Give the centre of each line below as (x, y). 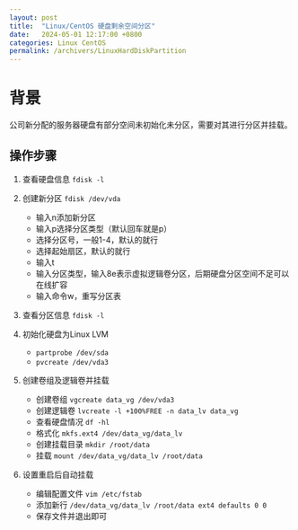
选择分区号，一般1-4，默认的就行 (97, 240)
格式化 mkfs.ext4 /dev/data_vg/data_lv (109, 433)
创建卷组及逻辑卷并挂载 (66, 380)
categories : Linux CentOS (57, 43)
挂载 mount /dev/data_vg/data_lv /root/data (119, 455)
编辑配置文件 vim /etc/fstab (88, 493)
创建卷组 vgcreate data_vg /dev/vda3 (105, 399)
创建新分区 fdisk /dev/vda (71, 198)
